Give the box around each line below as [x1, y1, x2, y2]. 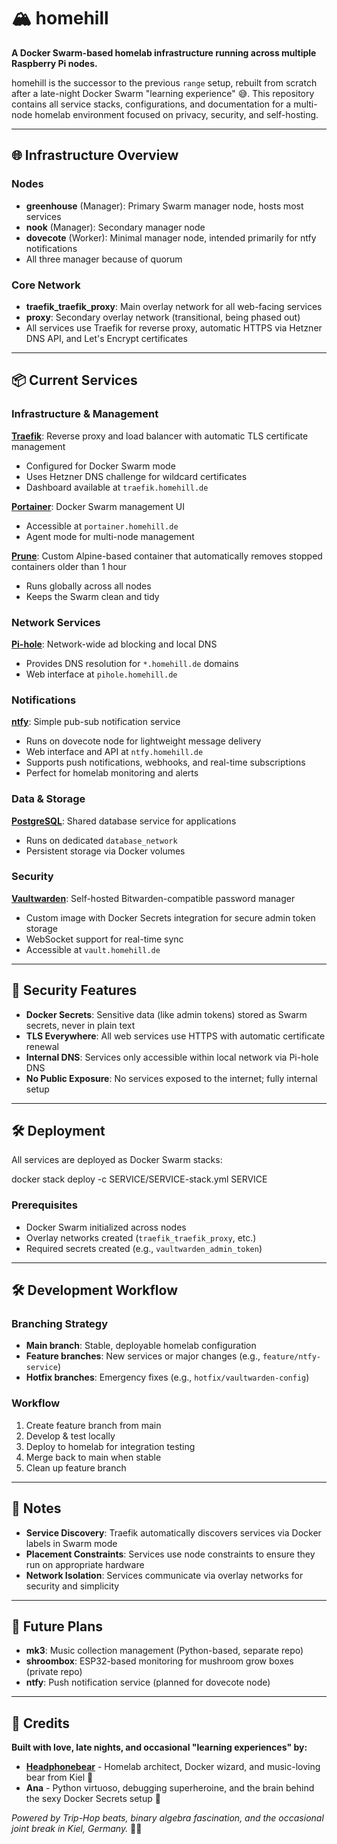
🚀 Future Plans [11, 1618, 104, 1635]
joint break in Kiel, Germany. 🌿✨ [11, 1823, 143, 1835]
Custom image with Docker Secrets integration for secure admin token [25, 911, 316, 924]
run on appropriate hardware [25, 1558, 145, 1570]
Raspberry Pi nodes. [11, 57, 98, 69]
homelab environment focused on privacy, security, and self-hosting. [34, 108, 319, 120]
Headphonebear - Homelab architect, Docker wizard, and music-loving [25, 1761, 321, 1773]
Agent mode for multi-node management [25, 530, 195, 542]
